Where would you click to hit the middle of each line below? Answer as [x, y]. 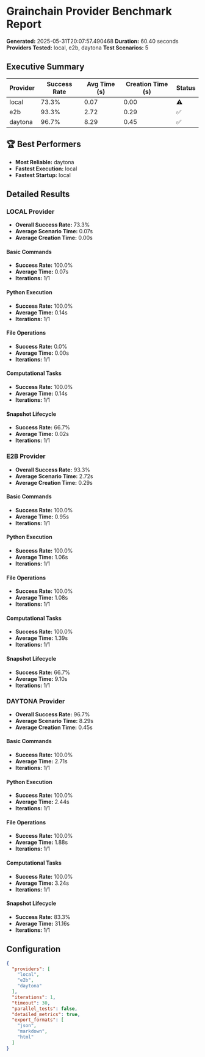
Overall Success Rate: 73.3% [52, 225]
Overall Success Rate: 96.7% [52, 714]
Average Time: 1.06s [41, 557]
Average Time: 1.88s [41, 842]
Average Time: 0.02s [42, 434]
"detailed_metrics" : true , [46, 1014]
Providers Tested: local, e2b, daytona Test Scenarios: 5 [77, 48]
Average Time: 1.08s [41, 598]
